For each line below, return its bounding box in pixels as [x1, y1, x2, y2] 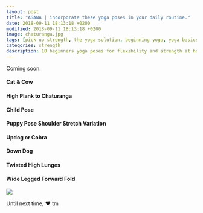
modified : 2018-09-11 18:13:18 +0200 [6, 25, 101, 32]
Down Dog [6, 147, 33, 154]
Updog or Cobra [6, 133, 47, 141]
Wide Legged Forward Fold [6, 175, 76, 182]
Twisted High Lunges [6, 161, 60, 168]
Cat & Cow [6, 78, 33, 86]
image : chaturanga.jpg [6, 31, 63, 37]
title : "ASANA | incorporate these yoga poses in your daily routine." [6, 14, 190, 21]
